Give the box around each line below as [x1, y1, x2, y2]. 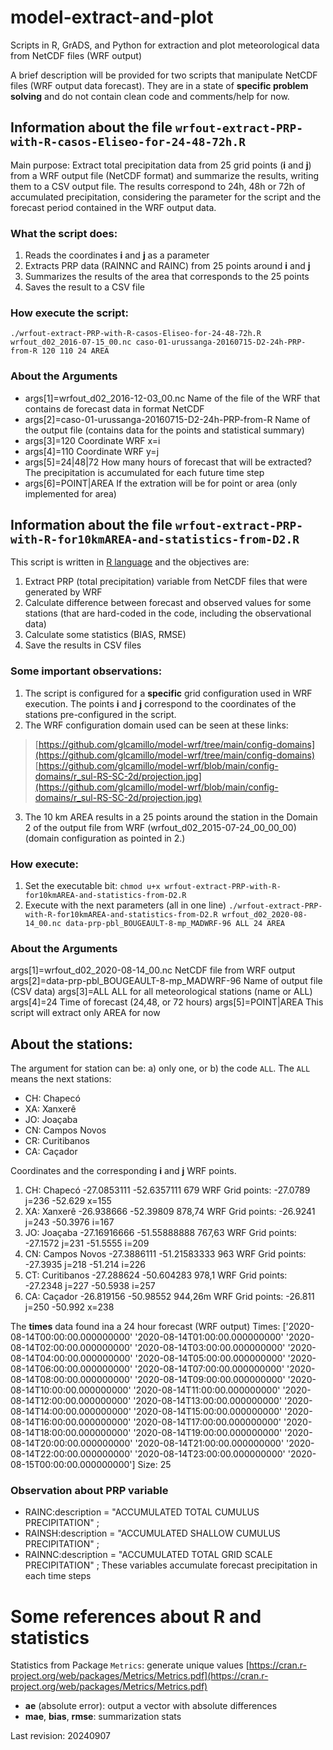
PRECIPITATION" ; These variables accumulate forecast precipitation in [24, 1559, 318, 1571]
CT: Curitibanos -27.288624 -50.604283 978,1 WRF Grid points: [24, 1269, 288, 1281]
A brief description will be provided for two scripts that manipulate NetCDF [10, 69, 318, 81]
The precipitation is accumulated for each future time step [24, 466, 265, 478]
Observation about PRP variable [10, 1484, 169, 1498]
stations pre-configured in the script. [24, 708, 177, 720]
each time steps [24, 1570, 92, 1582]
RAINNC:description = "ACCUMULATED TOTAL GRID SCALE [24, 1549, 273, 1561]
